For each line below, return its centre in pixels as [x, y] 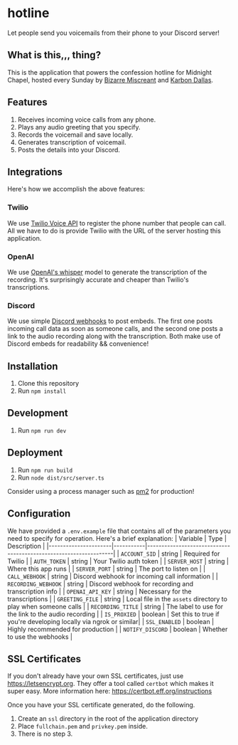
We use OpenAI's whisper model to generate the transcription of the [107, 272]
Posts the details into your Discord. [69, 149]
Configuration [39, 514]
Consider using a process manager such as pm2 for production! [101, 491]
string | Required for [190, 554]
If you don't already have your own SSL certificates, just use [96, 676]
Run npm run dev [42, 430]
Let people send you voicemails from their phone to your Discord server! [114, 33]
